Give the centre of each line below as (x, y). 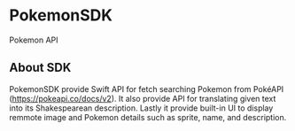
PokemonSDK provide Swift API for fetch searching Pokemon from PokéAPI (147, 89)
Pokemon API (34, 40)
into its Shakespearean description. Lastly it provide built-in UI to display (141, 108)
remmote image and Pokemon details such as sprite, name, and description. (148, 117)
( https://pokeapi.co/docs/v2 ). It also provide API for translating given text (143, 98)
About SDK (40, 68)
